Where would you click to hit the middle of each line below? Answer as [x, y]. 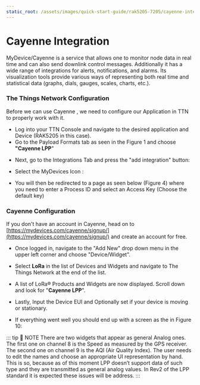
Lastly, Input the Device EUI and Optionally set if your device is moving [101, 302]
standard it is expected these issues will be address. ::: [73, 375]
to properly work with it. [35, 117]
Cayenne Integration [58, 41]
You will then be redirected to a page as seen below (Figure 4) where [99, 183]
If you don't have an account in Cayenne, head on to [71, 224]
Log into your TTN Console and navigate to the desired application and [102, 129]
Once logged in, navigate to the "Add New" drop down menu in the [96, 249]
